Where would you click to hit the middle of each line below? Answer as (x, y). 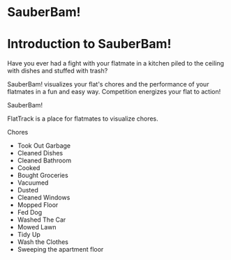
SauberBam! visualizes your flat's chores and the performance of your (108, 84)
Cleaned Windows (44, 198)
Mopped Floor (38, 205)
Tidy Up (29, 235)
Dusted (28, 190)
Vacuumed (33, 183)
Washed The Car (42, 220)
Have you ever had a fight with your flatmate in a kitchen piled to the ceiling (116, 63)
